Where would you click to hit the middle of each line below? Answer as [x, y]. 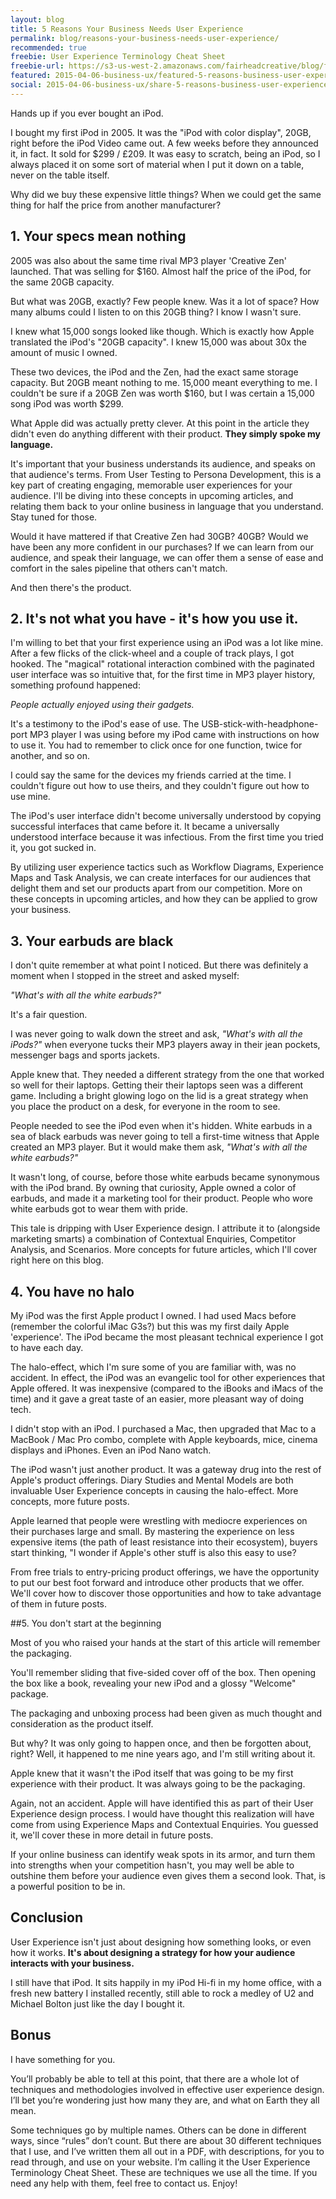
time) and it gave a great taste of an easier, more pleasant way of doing [157, 1399]
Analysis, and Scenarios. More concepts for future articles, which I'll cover [164, 1250]
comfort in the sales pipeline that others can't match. [119, 568]
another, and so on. [50, 756]
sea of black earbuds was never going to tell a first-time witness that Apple [165, 1137]
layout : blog [37, 19]
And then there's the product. [71, 587]
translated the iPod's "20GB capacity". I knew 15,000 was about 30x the [158, 342]
